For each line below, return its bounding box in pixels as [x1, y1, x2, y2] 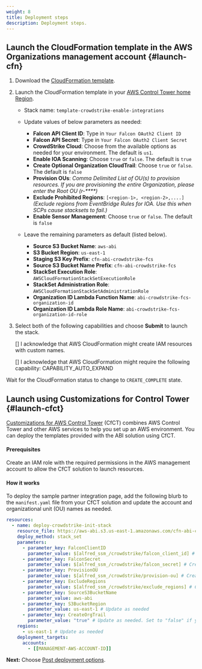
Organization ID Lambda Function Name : [32, 294, 136, 301]
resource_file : [17, 528, 55, 534]
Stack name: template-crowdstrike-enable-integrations [23, 106, 164, 114]
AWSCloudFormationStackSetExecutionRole [32, 276, 136, 282]
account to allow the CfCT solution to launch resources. [6, 465, 144, 472]
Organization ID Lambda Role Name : [32, 305, 125, 313]
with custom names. [14, 347, 66, 354]
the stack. [14, 329, 40, 336]
